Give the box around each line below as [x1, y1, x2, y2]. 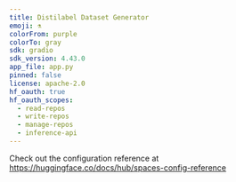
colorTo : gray [9, 37, 62, 47]
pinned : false [9, 71, 62, 80]
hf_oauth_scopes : [9, 95, 74, 105]
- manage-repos [17, 121, 74, 130]
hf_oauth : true [9, 87, 66, 96]
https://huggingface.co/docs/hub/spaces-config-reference [9, 162, 227, 173]
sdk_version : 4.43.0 [9, 54, 86, 63]
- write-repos [17, 112, 69, 121]
